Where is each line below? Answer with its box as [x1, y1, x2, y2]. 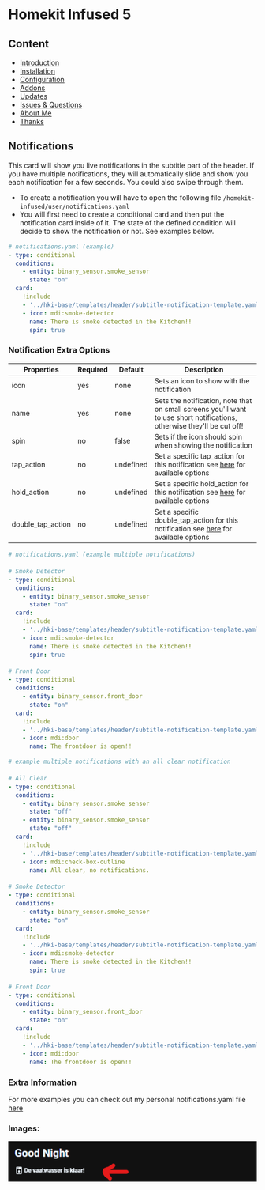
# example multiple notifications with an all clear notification [8, 757, 231, 766]
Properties [23, 365, 59, 375]
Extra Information [8, 1077, 77, 1088]
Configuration [19, 75, 65, 84]
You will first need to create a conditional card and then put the [19, 210, 225, 219]
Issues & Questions [19, 100, 83, 109]
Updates [19, 92, 48, 100]
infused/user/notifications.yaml [19, 202, 130, 210]
